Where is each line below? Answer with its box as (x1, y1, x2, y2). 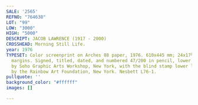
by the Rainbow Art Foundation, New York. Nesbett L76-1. (11, 69, 157, 74)
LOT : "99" (6, 19, 31, 25)
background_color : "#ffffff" (6, 80, 78, 86)
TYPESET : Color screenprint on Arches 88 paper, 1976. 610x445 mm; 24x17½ (6, 52, 194, 58)
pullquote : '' (6, 74, 41, 80)
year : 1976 (6, 47, 33, 53)
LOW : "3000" (6, 25, 35, 31)
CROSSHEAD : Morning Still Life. (6, 42, 85, 48)
